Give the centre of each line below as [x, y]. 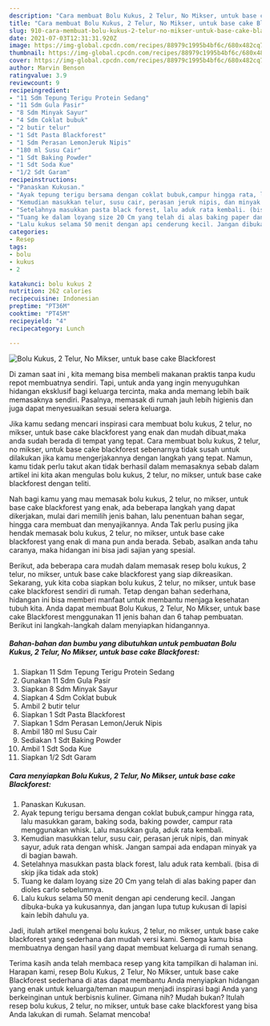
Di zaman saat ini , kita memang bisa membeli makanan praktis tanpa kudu [132, 374]
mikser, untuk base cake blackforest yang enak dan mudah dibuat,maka [128, 432]
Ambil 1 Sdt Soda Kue [56, 749]
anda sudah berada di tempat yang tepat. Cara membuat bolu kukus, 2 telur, [135, 440]
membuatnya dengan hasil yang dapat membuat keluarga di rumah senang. [134, 948]
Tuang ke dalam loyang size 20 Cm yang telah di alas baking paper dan [138, 881]
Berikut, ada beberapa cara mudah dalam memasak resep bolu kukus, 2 [128, 566]
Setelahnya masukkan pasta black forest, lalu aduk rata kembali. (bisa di [140, 864]
